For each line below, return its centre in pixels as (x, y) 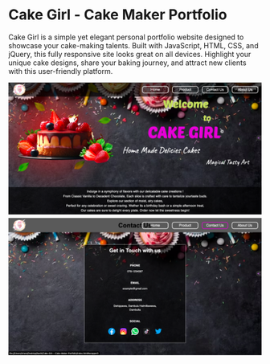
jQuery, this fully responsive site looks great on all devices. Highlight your (130, 54)
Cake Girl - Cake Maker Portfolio (118, 15)
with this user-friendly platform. (61, 71)
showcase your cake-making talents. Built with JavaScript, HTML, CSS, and (133, 45)
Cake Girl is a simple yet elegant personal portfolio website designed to (126, 37)
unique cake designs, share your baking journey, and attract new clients (127, 63)
